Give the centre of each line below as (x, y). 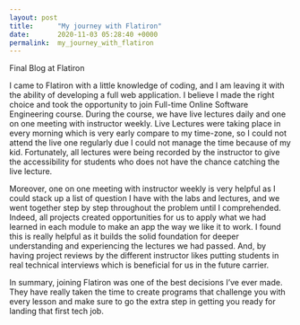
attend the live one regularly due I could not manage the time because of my (150, 143)
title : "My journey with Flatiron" (86, 26)
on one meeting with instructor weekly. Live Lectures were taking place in (145, 124)
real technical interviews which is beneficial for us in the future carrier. (139, 265)
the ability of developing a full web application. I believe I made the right (142, 95)
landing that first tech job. (57, 312)
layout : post (34, 18)
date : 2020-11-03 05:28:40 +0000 (84, 34)
